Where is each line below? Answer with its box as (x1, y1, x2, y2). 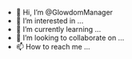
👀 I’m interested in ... (15, 16, 84, 26)
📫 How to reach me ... (15, 42, 90, 51)
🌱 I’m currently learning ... (15, 25, 102, 33)
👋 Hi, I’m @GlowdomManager (15, 8, 114, 17)
